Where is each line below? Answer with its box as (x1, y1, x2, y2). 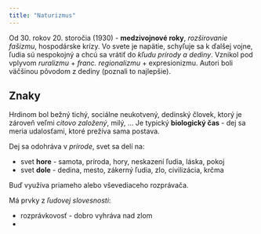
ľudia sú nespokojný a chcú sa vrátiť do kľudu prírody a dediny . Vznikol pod (9, 49, 253, 59)
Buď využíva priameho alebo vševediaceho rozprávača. (9, 181, 189, 190)
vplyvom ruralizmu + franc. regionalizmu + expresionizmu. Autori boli (9, 58, 234, 68)
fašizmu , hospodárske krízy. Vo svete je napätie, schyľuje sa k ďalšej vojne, (9, 41, 253, 51)
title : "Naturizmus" (9, 11, 77, 20)
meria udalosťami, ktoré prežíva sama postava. (9, 126, 160, 136)
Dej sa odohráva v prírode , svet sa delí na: (9, 142, 145, 152)
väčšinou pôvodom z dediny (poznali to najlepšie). (9, 66, 172, 75)
